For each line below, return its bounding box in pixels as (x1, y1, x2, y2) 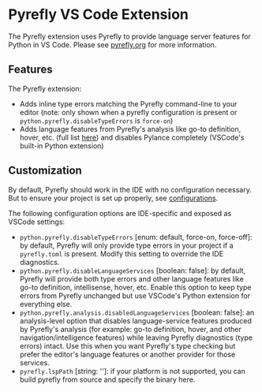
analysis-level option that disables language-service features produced (19, 315, 253, 325)
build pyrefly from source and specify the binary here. (19, 375, 196, 384)
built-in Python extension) (19, 140, 104, 151)
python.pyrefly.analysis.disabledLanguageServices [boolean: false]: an (19, 308, 255, 317)
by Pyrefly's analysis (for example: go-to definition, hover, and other (19, 324, 242, 334)
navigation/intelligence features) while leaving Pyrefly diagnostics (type (19, 333, 253, 342)
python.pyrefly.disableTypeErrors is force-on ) (19, 116, 174, 125)
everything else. (19, 299, 73, 308)
